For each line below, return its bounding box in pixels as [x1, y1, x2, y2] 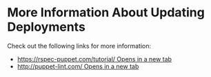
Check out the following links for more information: [7, 42, 152, 50]
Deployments [7, 19, 86, 35]
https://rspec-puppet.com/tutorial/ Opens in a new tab [17, 55, 172, 63]
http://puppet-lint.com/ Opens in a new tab [17, 62, 139, 70]
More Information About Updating [7, 5, 205, 20]
